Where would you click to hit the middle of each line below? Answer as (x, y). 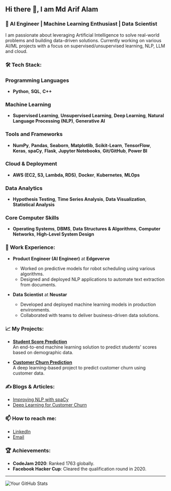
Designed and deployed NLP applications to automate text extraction (92, 279)
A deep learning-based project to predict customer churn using (79, 367)
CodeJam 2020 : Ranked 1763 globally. (53, 463)
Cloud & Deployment (31, 164)
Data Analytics (24, 188)
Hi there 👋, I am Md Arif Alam (52, 9)
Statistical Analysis (34, 205)
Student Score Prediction (40, 341)
